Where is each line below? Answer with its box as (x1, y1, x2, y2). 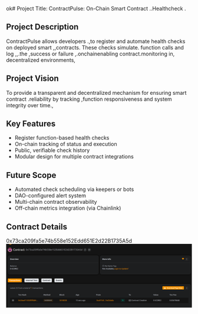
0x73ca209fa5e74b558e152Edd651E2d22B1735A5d (6, 237, 133, 244)
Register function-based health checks (14, 134, 110, 141)
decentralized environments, (6, 56, 75, 64)
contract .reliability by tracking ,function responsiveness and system (6, 95, 172, 103)
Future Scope (6, 170, 57, 180)
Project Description (6, 22, 79, 32)
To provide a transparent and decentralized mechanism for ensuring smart (6, 89, 187, 96)
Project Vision (6, 74, 59, 84)
